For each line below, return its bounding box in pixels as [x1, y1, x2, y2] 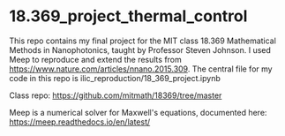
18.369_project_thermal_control [9, 6, 248, 26]
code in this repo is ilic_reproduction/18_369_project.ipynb [9, 72, 221, 83]
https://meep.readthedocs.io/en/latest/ [9, 117, 151, 127]
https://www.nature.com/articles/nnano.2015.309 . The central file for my [9, 64, 273, 74]
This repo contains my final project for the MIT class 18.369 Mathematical [9, 35, 276, 46]
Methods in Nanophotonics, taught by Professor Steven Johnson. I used [9, 44, 272, 55]
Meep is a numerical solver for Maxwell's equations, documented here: [9, 107, 267, 117]
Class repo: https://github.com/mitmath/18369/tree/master [9, 90, 222, 101]
